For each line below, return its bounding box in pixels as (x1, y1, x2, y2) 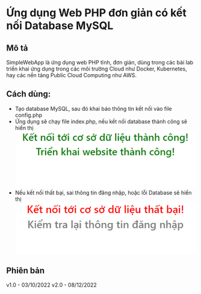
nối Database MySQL (6, 19, 114, 33)
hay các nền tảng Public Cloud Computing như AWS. (6, 72, 137, 78)
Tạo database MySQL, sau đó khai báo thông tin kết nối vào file (14, 105, 172, 112)
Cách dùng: (6, 89, 51, 99)
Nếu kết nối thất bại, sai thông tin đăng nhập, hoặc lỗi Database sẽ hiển (14, 189, 192, 196)
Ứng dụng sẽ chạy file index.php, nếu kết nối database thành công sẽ (14, 117, 188, 125)
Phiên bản (6, 265, 45, 275)
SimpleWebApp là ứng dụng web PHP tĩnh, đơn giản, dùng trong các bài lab (6, 59, 194, 66)
